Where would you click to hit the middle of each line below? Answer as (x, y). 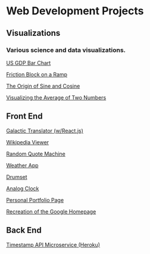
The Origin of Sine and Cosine (43, 86)
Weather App (22, 165)
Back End (24, 230)
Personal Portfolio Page (35, 200)
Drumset (17, 176)
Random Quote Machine (36, 154)
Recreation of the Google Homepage (51, 211)
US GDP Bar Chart (29, 63)
